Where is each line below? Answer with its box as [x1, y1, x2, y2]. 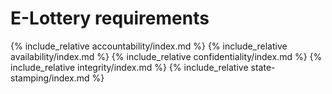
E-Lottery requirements [10, 7, 210, 30]
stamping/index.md [10, 72, 90, 84]
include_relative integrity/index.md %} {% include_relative [10, 61, 249, 73]
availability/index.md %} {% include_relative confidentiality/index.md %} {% [10, 50, 323, 62]
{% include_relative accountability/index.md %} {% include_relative [10, 40, 288, 52]
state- [250, 61, 276, 73]
